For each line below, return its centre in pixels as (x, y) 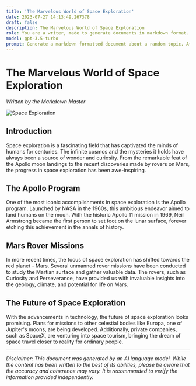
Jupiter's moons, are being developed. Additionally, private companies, (92, 329)
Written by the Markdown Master (46, 101)
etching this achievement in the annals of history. (65, 227)
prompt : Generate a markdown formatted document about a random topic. (95, 44)
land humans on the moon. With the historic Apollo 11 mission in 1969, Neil (95, 215)
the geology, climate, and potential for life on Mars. (67, 284)
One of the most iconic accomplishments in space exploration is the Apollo (96, 203)
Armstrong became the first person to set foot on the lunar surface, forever (96, 221)
